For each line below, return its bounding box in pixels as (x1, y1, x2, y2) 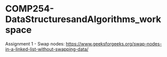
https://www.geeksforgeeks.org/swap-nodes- (65, 40, 162, 46)
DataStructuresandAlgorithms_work (5, 13, 161, 25)
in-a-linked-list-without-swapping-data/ (5, 46, 89, 52)
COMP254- (5, 3, 54, 14)
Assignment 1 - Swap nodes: (5, 40, 65, 46)
